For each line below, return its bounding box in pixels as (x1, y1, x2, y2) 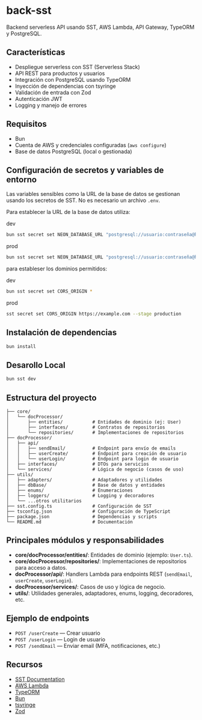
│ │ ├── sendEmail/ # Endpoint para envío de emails (6, 445, 176, 451)
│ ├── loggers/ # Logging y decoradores (6, 493, 155, 499)
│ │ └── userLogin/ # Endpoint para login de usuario (6, 456, 179, 462)
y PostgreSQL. (6, 29, 42, 37)
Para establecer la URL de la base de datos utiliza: (6, 209, 130, 216)
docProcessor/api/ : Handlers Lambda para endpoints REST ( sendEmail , (14, 570, 192, 578)
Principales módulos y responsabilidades (6, 535, 164, 546)
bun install (6, 343, 36, 349)
